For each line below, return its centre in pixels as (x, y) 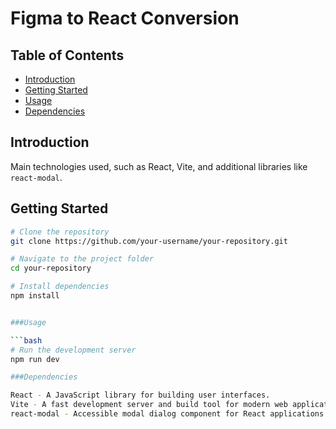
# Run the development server (73, 350)
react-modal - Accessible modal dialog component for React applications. (169, 414)
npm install (35, 296)
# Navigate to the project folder (82, 259)
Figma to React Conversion (125, 18)
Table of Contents (67, 55)
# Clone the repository (60, 232)
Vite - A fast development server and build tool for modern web (149, 405)
